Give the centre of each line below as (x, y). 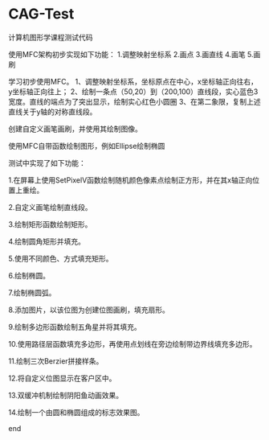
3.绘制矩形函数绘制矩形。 (50, 224)
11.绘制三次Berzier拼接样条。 (56, 361)
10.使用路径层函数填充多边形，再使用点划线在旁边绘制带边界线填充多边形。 (132, 343)
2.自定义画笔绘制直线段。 (50, 207)
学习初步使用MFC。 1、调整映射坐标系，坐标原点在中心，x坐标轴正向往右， (133, 81)
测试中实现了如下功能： (47, 162)
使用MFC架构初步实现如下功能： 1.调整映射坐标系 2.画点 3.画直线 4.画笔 (127, 54)
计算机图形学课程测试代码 (51, 37)
